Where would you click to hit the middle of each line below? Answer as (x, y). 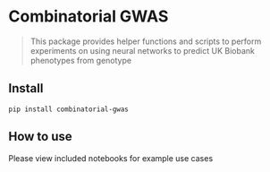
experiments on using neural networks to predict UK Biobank (143, 50)
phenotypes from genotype (80, 60)
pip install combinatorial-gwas (68, 109)
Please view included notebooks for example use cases (111, 158)
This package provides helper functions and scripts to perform (146, 41)
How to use (40, 137)
